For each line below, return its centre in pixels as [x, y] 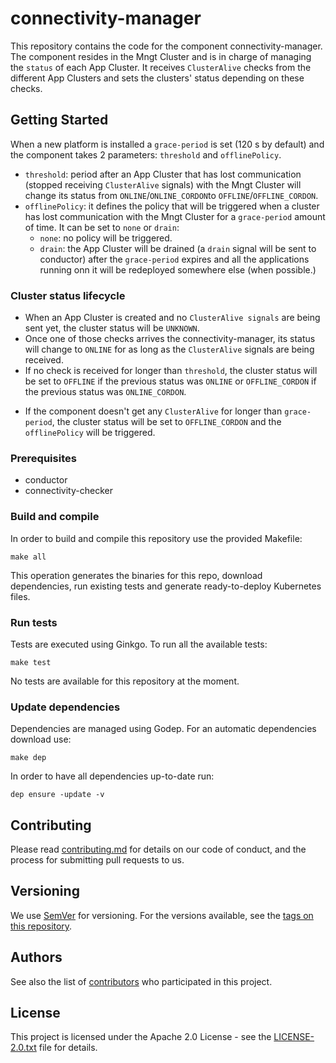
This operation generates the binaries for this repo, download [136, 575]
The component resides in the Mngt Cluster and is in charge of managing [161, 56]
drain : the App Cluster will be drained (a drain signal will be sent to [178, 248]
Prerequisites [43, 458]
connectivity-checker [68, 491]
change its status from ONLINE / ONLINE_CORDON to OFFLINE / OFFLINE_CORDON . [171, 195]
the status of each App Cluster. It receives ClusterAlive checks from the [161, 67]
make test [31, 662]
